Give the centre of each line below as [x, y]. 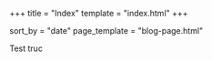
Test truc [26, 48]
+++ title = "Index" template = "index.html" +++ [99, 13]
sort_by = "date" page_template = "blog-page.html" [106, 30]
